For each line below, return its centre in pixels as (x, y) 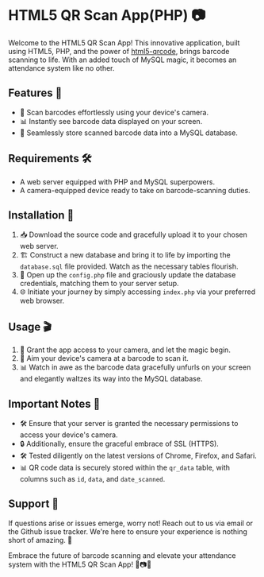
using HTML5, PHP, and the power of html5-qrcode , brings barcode (119, 51)
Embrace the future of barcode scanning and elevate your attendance (122, 555)
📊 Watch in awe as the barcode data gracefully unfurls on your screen (135, 367)
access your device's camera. (69, 435)
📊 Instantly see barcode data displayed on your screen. (111, 121)
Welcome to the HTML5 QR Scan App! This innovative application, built (124, 43)
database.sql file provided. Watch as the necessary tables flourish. (129, 266)
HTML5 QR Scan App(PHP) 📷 (107, 15)
